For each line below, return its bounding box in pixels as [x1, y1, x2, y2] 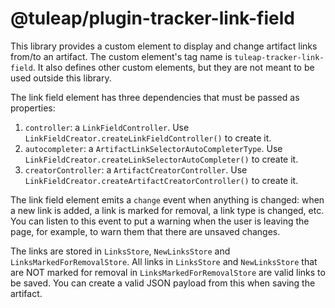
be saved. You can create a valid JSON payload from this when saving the [10, 277, 316, 289]
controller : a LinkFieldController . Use [24, 121, 190, 133]
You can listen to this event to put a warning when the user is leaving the [10, 215, 310, 227]
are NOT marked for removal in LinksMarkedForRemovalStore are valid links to [10, 266, 326, 278]
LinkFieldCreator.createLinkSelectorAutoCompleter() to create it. [24, 153, 299, 165]
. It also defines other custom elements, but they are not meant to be [32, 61, 315, 73]
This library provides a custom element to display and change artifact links [10, 40, 318, 52]
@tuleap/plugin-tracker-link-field [10, 7, 295, 30]
